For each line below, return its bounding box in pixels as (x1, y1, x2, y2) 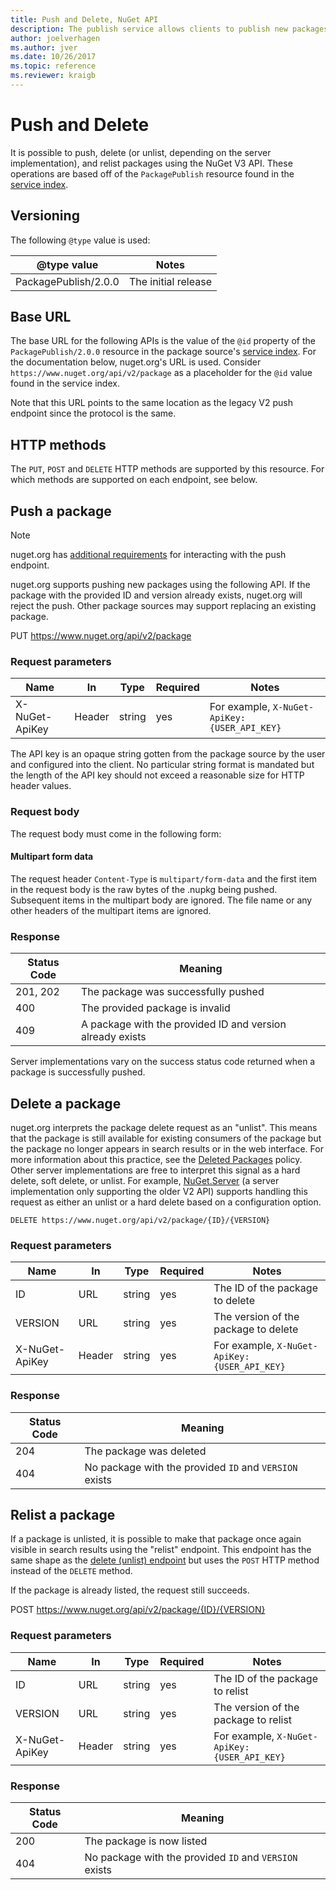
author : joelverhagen (10, 33, 101, 43)
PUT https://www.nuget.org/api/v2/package (10, 630, 192, 642)
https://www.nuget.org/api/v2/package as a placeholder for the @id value (10, 367, 313, 379)
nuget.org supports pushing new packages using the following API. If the (10, 579, 311, 591)
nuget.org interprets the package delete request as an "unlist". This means (10, 1121, 318, 1133)
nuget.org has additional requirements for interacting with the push (10, 549, 287, 561)
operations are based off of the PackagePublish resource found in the (10, 167, 295, 180)
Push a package (10, 502, 112, 520)
